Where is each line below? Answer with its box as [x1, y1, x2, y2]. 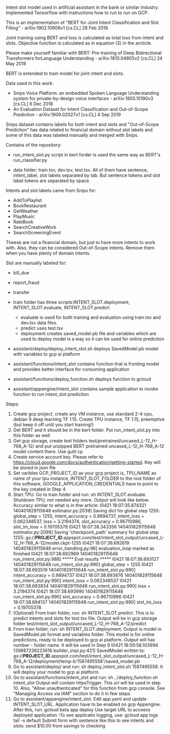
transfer [13, 290, 30, 295]
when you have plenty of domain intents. [6, 250, 91, 256]
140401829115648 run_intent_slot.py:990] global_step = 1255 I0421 [13, 561, 153, 567]
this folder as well [13, 432, 50, 438]
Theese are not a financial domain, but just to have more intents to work [6, 239, 156, 245]
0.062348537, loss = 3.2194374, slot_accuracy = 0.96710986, [13, 518, 142, 524]
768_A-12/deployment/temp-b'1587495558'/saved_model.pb [13, 658, 141, 664]
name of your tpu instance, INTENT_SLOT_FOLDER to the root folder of [13, 475, 161, 481]
